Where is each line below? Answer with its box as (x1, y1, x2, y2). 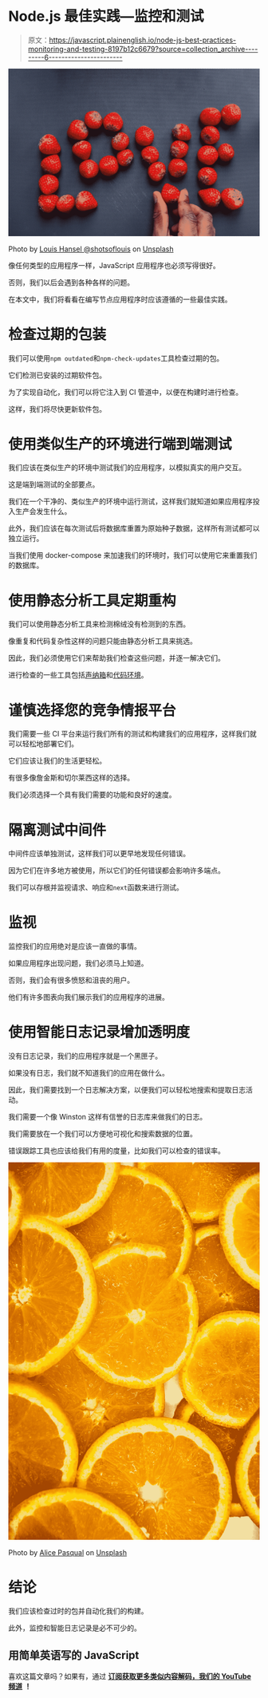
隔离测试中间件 (8, 821, 107, 839)
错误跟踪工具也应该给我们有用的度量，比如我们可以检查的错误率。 (8, 1146, 225, 1155)
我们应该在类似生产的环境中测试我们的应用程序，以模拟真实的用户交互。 (8, 463, 246, 472)
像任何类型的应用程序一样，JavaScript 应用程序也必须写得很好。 (8, 260, 221, 270)
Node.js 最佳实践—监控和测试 (8, 7, 205, 26)
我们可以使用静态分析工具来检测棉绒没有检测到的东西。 (8, 619, 190, 629)
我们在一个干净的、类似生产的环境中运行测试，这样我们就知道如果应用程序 (8, 496, 253, 507)
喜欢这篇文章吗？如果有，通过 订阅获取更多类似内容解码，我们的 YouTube (8, 1671, 251, 1680)
